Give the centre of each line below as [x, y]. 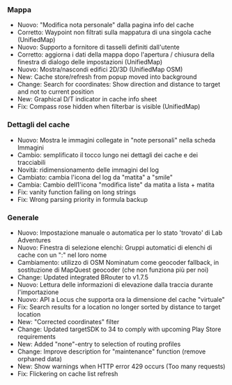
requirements [36, 336]
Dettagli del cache [39, 125]
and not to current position [55, 92]
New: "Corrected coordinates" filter [68, 321]
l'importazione [38, 292]
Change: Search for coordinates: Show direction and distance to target [119, 85]
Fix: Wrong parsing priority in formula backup [83, 199]
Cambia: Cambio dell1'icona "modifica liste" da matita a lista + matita [116, 184]
